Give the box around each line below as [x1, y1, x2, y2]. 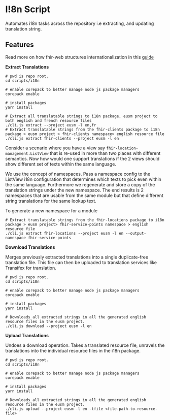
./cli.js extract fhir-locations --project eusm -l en [5, 231, 124, 236]
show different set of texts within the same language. [5, 161, 117, 167]
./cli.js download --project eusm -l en [5, 324, 92, 329]
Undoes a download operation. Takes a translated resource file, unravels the [5, 342, 165, 348]
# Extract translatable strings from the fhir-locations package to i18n [5, 217, 165, 222]
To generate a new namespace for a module [5, 207, 98, 214]
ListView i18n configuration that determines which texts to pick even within [5, 176, 161, 182]
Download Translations [5, 244, 55, 250]
